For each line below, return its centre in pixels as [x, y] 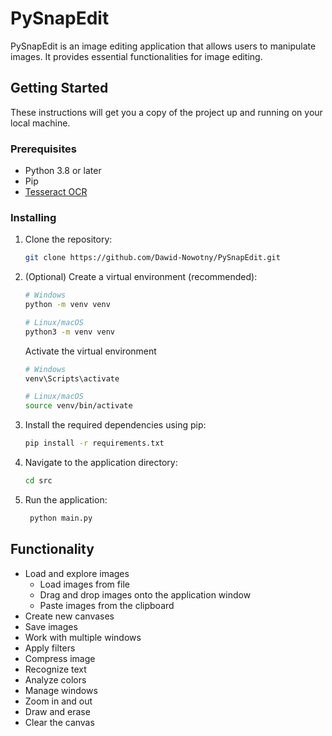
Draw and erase [57, 711]
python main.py [61, 518]
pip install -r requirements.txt [94, 443]
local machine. [40, 123]
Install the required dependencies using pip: [115, 425]
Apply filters [50, 648]
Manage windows [61, 690]
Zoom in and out [58, 701]
